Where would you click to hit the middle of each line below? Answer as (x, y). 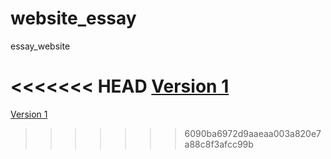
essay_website (40, 46)
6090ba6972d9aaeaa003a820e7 (253, 133)
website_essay (73, 18)
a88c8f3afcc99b (219, 144)
